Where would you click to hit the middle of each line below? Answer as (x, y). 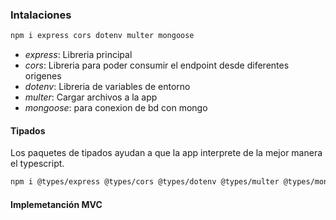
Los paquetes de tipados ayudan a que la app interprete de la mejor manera (166, 153)
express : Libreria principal (78, 55)
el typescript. (37, 164)
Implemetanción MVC (56, 204)
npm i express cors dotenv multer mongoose (102, 36)
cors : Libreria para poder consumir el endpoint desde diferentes (157, 65)
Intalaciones (41, 15)
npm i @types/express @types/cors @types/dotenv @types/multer (145, 182)
